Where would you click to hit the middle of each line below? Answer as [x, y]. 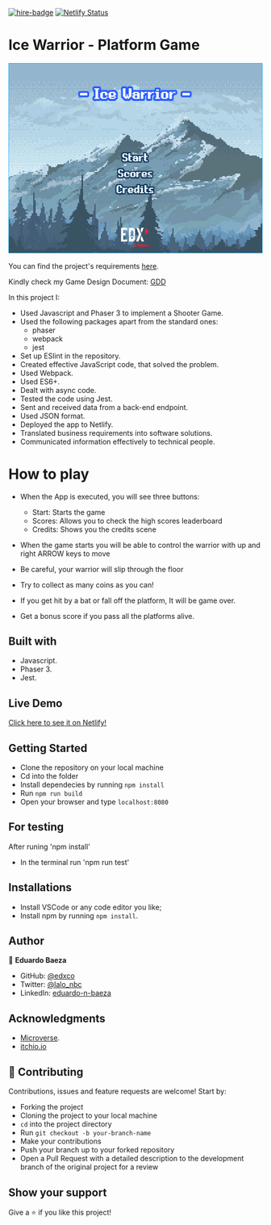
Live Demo [35, 703]
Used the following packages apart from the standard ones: [119, 321]
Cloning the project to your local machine [88, 1116]
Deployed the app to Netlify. [67, 424]
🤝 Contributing [46, 1072]
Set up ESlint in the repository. [70, 356]
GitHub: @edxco [47, 976]
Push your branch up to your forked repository [97, 1150]
